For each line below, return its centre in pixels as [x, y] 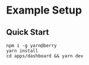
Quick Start [28, 32]
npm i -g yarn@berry [32, 45]
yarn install [22, 51]
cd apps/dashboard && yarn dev [45, 56]
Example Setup [44, 10]
